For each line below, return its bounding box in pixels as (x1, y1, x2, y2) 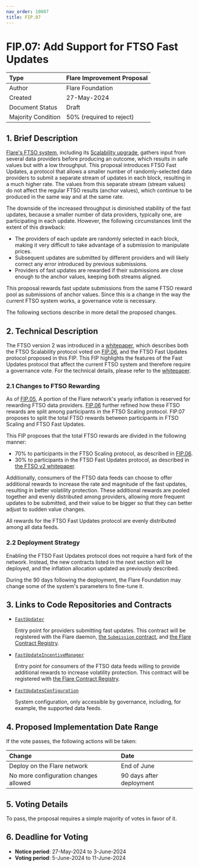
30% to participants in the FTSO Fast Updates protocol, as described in (14, 456, 190, 464)
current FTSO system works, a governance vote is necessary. (6, 297, 157, 304)
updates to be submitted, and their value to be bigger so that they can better (6, 500, 192, 507)
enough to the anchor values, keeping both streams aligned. (14, 273, 162, 280)
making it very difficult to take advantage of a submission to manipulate (14, 241, 190, 249)
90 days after (121, 771, 159, 780)
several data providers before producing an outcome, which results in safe (6, 155, 188, 162)
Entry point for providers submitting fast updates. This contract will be (14, 627, 186, 634)
